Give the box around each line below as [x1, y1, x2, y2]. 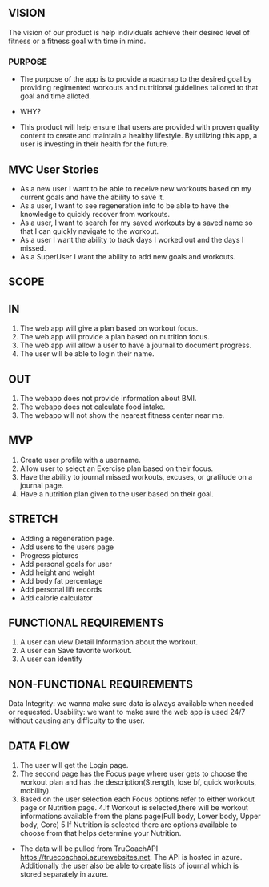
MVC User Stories [8, 163, 99, 176]
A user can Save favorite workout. [19, 646, 132, 656]
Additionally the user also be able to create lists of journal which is [19, 861, 239, 870]
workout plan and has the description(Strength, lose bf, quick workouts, [19, 777, 257, 787]
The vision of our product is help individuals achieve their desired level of [8, 27, 251, 37]
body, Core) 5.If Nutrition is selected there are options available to [19, 820, 238, 829]
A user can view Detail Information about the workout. [19, 637, 199, 647]
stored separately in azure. [19, 869, 109, 879]
